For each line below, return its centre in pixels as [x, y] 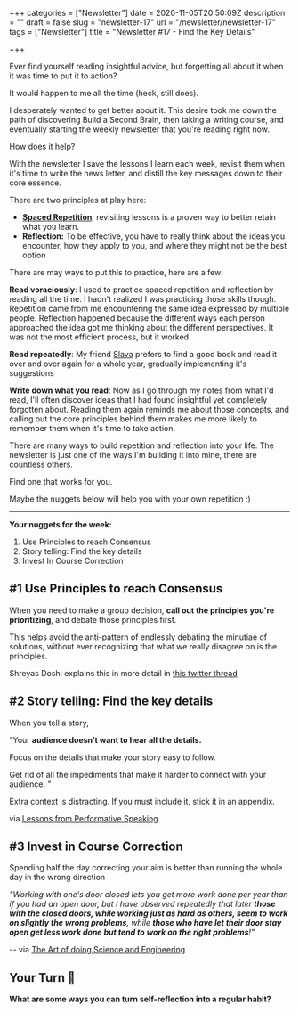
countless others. [41, 464]
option [34, 255]
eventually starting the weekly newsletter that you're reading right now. [139, 129]
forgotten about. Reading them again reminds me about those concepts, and [149, 409]
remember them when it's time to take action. [93, 428]
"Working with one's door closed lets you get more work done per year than [149, 895]
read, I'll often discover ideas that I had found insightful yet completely [138, 400]
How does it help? [42, 147]
